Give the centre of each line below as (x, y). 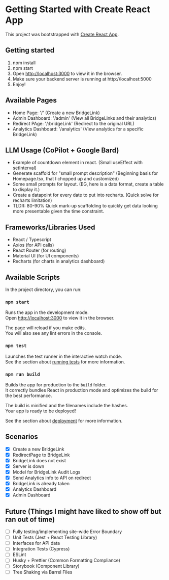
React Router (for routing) (39, 250)
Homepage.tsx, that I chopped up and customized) (66, 179)
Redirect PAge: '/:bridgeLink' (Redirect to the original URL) (73, 123)
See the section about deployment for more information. (64, 420)
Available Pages (31, 100)
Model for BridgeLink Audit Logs (46, 472)
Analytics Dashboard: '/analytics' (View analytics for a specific (78, 129)
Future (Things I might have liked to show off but (83, 511)
